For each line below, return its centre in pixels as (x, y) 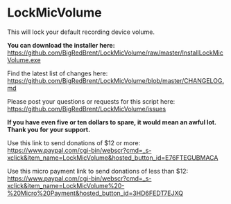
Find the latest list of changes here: (58, 73)
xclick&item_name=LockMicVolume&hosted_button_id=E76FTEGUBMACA (113, 158)
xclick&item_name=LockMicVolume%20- (66, 185)
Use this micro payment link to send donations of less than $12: (98, 171)
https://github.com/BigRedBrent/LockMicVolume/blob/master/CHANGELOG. (116, 80)
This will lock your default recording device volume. (81, 32)
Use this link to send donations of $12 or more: (74, 142)
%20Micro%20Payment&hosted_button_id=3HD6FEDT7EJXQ (95, 193)
